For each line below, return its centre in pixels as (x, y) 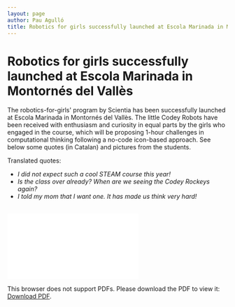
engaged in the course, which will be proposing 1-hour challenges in (106, 133)
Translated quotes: (34, 160)
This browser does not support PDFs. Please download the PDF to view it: (114, 289)
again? (27, 189)
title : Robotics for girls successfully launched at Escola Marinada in (115, 27)
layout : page (26, 14)
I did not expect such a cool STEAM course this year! (94, 174)
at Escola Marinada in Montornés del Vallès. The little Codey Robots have (113, 118)
